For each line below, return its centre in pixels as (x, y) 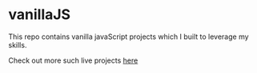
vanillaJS (39, 15)
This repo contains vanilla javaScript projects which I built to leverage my (129, 36)
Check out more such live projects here (73, 60)
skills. (18, 44)
